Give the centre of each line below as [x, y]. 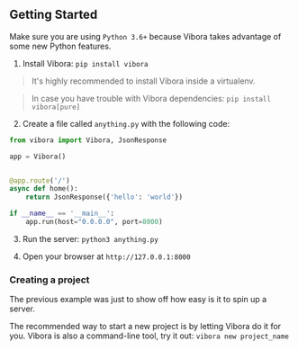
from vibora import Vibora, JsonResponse [88, 140]
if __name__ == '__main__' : [62, 214]
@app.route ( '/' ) [40, 180]
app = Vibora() [38, 157]
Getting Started [54, 15]
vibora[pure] [56, 107]
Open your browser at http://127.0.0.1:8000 [106, 256]
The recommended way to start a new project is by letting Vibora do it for [145, 327]
